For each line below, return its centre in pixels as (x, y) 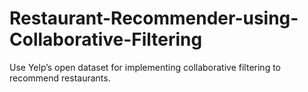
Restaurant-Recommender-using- (154, 18)
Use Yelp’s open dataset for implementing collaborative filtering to (145, 67)
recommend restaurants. (60, 78)
